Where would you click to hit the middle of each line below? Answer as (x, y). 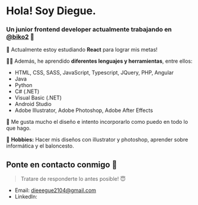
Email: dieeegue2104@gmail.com (55, 190)
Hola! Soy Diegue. (51, 11)
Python (23, 85)
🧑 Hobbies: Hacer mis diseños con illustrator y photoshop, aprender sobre (97, 140)
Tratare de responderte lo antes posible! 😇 (73, 179)
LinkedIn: (26, 197)
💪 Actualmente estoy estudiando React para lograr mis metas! (82, 50)
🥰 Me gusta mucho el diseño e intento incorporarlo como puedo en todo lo (97, 122)
